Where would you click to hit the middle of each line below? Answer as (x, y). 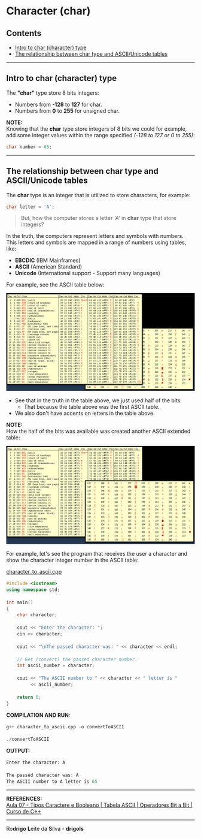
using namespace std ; (33, 590)
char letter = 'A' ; (31, 207)
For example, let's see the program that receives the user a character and (97, 554)
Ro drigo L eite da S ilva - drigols (45, 828)
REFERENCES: (24, 798)
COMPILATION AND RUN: (38, 715)
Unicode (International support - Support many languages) (87, 273)
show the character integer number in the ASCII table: (72, 560)
